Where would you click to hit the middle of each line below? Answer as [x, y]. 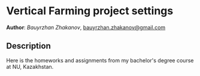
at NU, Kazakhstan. [30, 66]
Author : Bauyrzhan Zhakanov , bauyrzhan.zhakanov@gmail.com [86, 27]
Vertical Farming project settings [90, 11]
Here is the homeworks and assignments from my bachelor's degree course [100, 60]
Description [28, 46]
